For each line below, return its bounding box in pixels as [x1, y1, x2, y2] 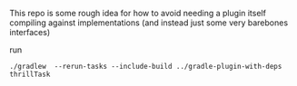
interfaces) [9, 27, 51, 37]
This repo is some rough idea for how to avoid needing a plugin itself [9, 8, 266, 18]
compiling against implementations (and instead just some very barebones [9, 17, 289, 28]
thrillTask [9, 70, 51, 79]
